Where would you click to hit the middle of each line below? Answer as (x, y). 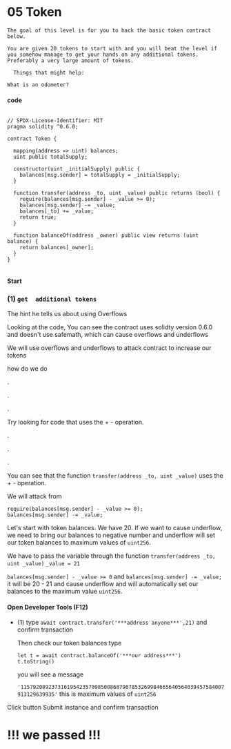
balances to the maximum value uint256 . (65, 592)
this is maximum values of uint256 (108, 694)
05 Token (34, 12)
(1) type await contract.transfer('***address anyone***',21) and (112, 623)
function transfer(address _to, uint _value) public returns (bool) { (117, 193)
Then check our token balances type (69, 643)
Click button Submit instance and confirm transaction (83, 708)
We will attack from (34, 496)
